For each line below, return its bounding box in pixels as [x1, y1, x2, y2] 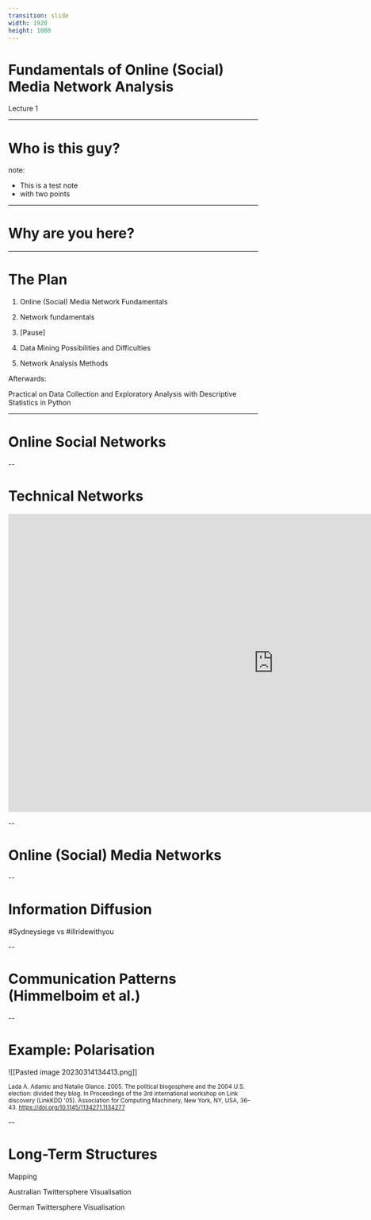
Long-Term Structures [8, 1145, 158, 1163]
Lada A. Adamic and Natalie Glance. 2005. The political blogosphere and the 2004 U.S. [8, 1083, 246, 1090]
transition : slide [8, 11, 69, 20]
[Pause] [19, 327, 46, 338]
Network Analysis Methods [19, 358, 109, 368]
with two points [19, 189, 71, 199]
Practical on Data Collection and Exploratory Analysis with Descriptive [8, 389, 237, 399]
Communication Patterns [8, 970, 177, 988]
